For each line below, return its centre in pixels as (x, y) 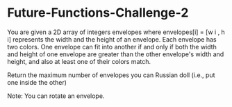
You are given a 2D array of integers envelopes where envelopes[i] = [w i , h (116, 32)
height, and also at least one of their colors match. (79, 61)
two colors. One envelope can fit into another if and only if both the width (112, 47)
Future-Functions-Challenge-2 (98, 13)
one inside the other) (37, 82)
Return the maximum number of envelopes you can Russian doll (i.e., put (111, 75)
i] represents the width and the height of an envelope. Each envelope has (112, 39)
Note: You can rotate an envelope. (56, 96)
